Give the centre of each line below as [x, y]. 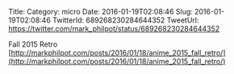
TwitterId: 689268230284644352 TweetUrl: [125, 20]
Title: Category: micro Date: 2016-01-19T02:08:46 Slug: [101, 12]
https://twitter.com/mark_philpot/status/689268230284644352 [114, 29]
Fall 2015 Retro [33, 44]
